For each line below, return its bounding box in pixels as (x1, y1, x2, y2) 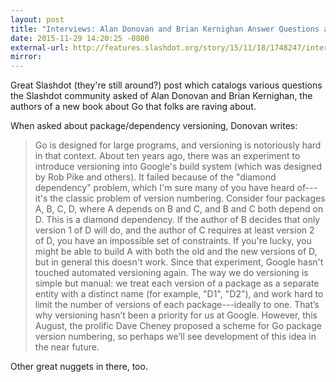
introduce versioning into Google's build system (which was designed (34, 161, 323, 173)
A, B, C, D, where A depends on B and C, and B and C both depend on (34, 203, 324, 215)
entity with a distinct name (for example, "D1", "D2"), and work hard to (34, 288, 324, 300)
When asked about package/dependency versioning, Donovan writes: (10, 120, 298, 132)
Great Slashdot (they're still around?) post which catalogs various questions (10, 79, 323, 91)
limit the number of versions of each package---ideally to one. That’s (34, 299, 320, 311)
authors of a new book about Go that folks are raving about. (10, 101, 257, 113)
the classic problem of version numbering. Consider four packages (49, 192, 326, 205)
